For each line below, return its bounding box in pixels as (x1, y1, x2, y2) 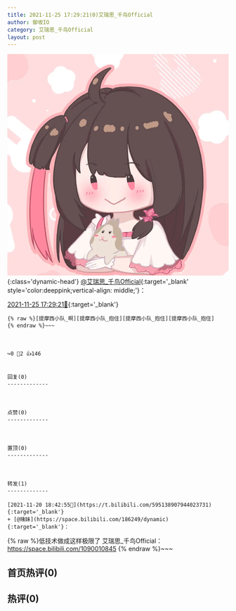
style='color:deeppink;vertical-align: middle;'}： (7, 286, 146, 295)
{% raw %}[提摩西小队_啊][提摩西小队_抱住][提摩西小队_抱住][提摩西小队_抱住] (7, 315, 215, 323)
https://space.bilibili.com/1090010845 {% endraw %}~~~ (7, 545, 173, 553)
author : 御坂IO (7, 18, 50, 26)
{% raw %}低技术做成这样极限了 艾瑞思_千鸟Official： (7, 536, 163, 545)
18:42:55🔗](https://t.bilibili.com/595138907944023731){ (44, 501, 212, 509)
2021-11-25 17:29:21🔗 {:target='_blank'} (7, 300, 119, 309)
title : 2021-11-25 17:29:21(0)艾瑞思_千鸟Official (7, 11, 153, 18)
